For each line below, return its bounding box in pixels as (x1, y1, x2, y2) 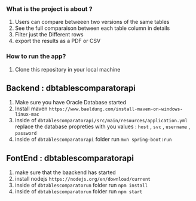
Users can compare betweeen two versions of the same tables (14, 18, 170, 26)
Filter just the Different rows (14, 31, 84, 38)
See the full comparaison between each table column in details (14, 24, 170, 32)
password (14, 131, 37, 137)
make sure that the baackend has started (14, 169, 117, 176)
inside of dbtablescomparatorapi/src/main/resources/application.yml (14, 117, 188, 124)
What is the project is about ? (6, 5, 93, 13)
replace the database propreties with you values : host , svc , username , (14, 123, 190, 130)
